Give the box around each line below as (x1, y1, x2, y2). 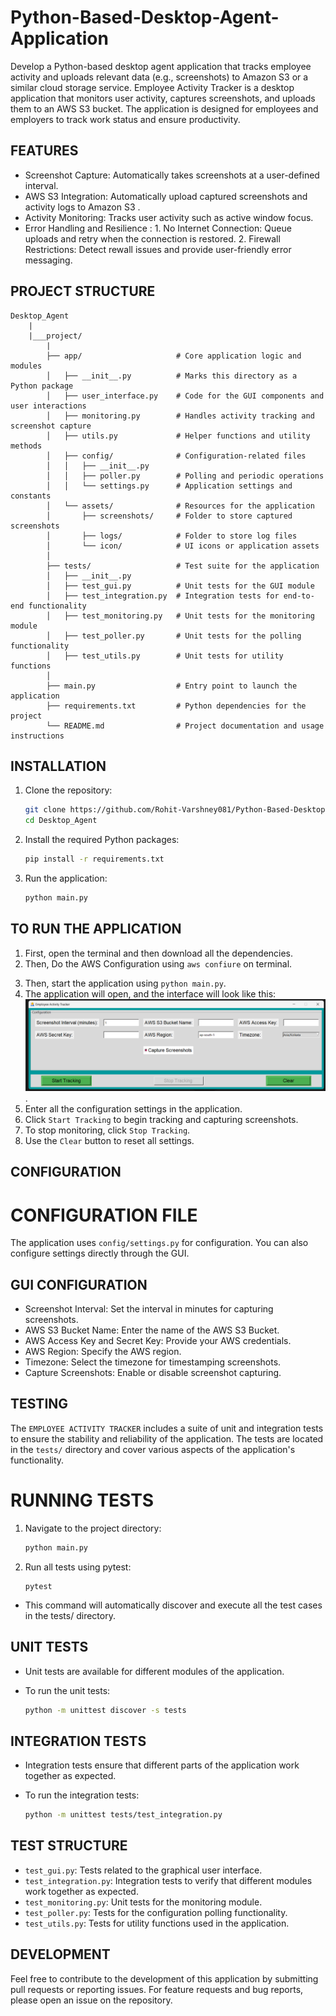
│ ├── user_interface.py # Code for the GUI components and (46, 391, 325, 401)
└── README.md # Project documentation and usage (46, 721, 325, 731)
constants (10, 491, 52, 501)
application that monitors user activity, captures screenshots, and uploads (10, 92, 316, 104)
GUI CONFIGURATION (10, 1276, 148, 1293)
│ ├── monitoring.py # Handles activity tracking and (46, 411, 315, 421)
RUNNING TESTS (10, 1489, 155, 1512)
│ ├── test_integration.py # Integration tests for (46, 591, 280, 601)
